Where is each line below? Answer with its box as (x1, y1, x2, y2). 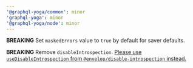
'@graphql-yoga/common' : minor (6, 8, 86, 15)
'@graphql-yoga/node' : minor (6, 20, 80, 26)
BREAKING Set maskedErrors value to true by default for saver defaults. (6, 37, 185, 44)
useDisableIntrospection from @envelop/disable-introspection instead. (6, 55, 187, 63)
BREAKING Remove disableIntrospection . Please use (6, 49, 142, 56)
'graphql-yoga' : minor (6, 15, 64, 21)
